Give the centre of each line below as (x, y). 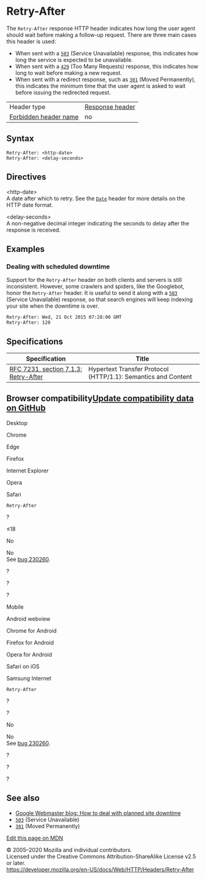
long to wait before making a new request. (69, 72)
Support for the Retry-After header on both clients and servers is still (94, 280)
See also (23, 798)
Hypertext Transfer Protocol (128, 369)
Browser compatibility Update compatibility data (100, 398)
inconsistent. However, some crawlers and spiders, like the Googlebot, (96, 286)
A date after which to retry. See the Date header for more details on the (96, 198)
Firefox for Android (30, 643)
